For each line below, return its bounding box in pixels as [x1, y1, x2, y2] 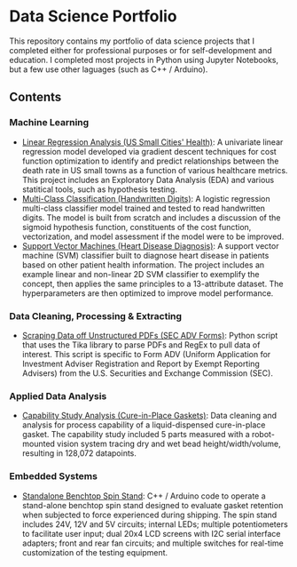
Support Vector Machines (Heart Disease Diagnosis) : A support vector [21, 240, 279, 251]
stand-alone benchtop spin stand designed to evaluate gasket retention [21, 499, 284, 510]
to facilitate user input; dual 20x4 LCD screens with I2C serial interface [21, 528, 281, 539]
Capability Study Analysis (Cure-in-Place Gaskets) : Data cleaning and [21, 411, 277, 421]
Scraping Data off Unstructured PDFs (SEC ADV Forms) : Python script [21, 330, 278, 340]
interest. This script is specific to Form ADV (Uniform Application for [21, 348, 271, 359]
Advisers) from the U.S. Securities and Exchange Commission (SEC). [21, 367, 273, 379]
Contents [9, 90, 62, 105]
